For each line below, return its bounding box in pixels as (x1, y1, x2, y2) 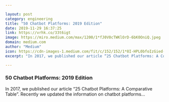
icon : (5, 48, 17, 54)
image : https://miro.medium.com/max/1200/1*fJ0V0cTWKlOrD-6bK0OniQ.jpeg (5, 35, 161, 40)
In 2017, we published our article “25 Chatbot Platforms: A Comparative (5, 85, 152, 91)
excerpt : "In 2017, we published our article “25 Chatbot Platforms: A (5, 53, 158, 58)
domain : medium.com (5, 39, 46, 45)
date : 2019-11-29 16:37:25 (5, 25, 62, 30)
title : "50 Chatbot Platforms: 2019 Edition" (5, 21, 102, 26)
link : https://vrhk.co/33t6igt (5, 30, 71, 35)
